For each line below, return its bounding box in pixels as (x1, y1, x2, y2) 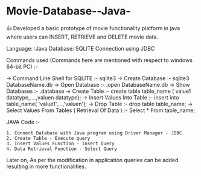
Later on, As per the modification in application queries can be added (6, 156, 179, 163)
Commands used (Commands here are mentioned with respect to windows (6, 56, 193, 64)
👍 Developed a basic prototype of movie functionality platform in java (6, 24, 180, 31)
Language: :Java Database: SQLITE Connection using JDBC (6, 45, 155, 52)
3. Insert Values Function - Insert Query (6, 140, 115, 146)
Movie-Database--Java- (6, 4, 131, 18)
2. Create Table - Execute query (6, 135, 91, 141)
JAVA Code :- (6, 118, 40, 125)
